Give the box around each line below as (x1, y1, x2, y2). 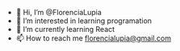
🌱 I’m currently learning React (15, 25, 115, 33)
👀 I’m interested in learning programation (15, 16, 152, 25)
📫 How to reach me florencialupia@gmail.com (15, 33, 172, 43)
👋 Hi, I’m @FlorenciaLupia (15, 8, 103, 17)
